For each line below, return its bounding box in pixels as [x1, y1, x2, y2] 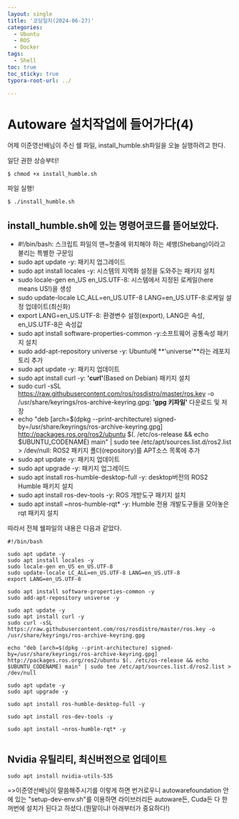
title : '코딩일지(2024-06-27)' [7, 17, 95, 24]
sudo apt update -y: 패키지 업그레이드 [17, 258, 126, 267]
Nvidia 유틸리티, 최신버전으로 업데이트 [7, 753, 168, 765]
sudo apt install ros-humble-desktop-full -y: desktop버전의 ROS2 [17, 473, 208, 482]
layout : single [7, 10, 53, 18]
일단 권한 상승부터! [7, 157, 59, 165]
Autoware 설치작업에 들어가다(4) [7, 116, 194, 132]
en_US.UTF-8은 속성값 [17, 320, 83, 329]
